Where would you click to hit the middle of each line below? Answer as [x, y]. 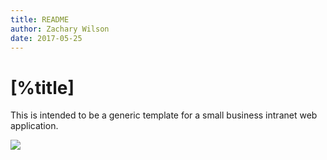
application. [34, 126]
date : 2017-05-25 [46, 38]
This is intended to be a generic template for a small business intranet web [164, 115]
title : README [40, 19]
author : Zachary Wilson [60, 29]
